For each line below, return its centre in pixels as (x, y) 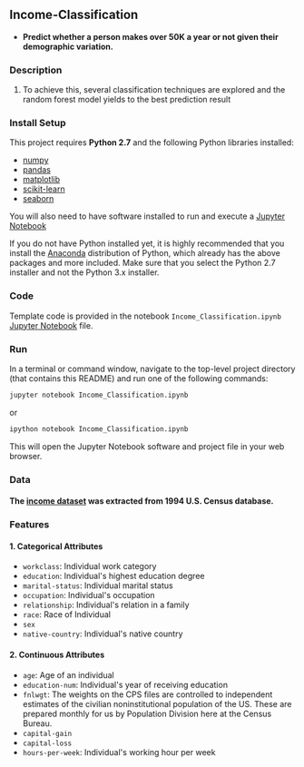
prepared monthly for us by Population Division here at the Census (147, 713)
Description (36, 70)
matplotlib (41, 180)
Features (29, 525)
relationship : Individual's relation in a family (106, 605)
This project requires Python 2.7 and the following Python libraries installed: (152, 143)
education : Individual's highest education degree (113, 576)
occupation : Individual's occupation (89, 595)
